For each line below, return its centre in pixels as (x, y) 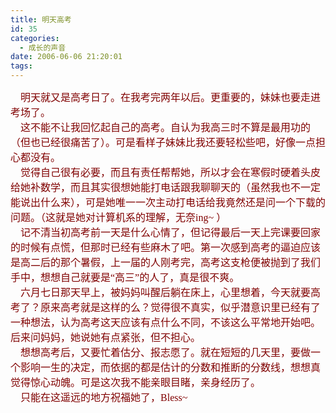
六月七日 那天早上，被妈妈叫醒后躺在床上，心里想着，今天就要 (166, 292)
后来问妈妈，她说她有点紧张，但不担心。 (106, 337)
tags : (21, 66)
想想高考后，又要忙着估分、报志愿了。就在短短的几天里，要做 (166, 352)
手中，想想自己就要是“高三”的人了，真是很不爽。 (125, 277)
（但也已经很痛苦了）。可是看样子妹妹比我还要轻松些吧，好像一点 (163, 142)
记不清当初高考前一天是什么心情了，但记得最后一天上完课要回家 (171, 232)
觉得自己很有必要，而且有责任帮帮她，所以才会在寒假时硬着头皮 (171, 172)
